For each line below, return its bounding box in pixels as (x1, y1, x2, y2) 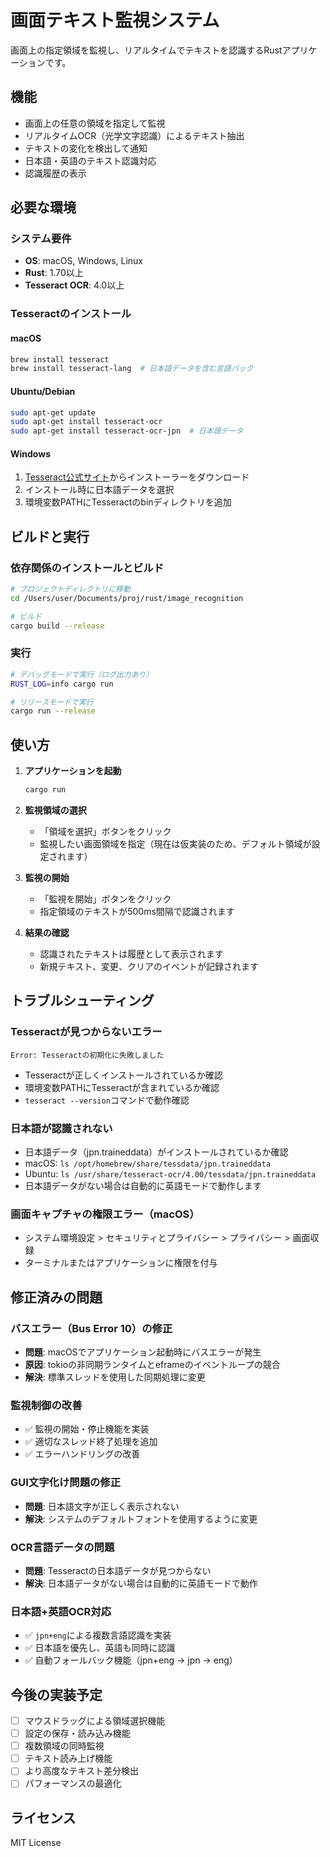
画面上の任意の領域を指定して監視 (24, 117, 166, 129)
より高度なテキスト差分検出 (24, 1765, 140, 1777)
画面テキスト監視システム (10, 9, 220, 32)
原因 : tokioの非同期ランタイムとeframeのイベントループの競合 (24, 1358, 281, 1370)
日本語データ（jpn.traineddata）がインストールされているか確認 (24, 1146, 289, 1158)
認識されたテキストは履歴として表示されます (39, 948, 224, 960)
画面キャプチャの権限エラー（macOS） (10, 1207, 200, 1221)
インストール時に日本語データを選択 (24, 484, 175, 496)
